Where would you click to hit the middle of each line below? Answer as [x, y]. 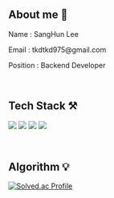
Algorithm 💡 [39, 167]
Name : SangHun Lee [43, 34]
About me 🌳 [38, 15]
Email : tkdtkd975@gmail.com [57, 50]
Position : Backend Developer [57, 65]
